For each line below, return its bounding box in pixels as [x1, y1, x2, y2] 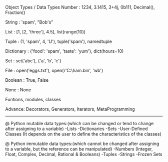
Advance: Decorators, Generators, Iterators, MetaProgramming [5, 106, 135, 112]
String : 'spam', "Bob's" [5, 19, 53, 25]
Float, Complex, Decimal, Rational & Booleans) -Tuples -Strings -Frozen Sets [5, 152, 162, 157]
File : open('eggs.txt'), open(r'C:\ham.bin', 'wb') [5, 67, 103, 73]
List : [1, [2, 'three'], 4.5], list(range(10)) [5, 29, 86, 34]
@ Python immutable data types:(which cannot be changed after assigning [5, 141, 159, 147]
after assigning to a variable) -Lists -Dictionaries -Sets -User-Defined [5, 126, 148, 132]
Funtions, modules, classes [5, 97, 61, 102]
